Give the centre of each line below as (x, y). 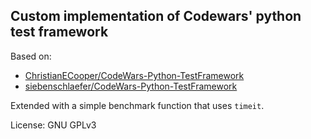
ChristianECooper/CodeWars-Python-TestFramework (134, 75)
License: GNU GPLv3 (53, 125)
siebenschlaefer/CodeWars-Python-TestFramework (131, 86)
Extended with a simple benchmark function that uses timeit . (137, 105)
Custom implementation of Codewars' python (156, 16)
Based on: (31, 56)
